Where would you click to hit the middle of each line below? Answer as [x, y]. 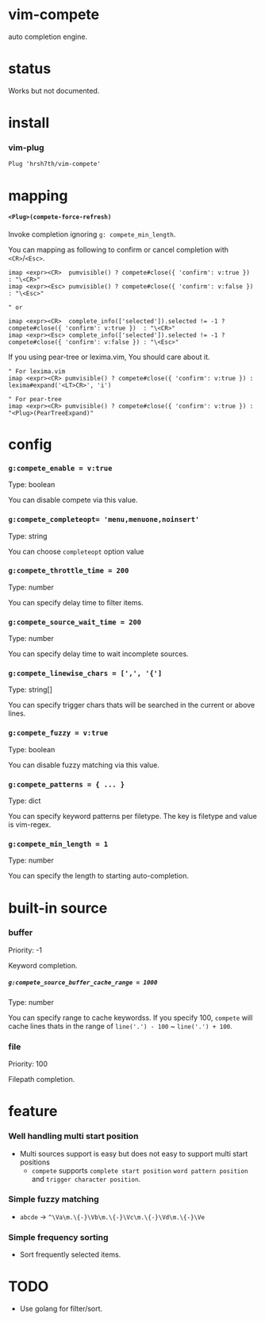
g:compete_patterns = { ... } [67, 784]
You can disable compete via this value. [73, 500]
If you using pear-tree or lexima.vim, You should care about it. [109, 357]
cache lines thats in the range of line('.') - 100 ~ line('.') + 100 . [120, 1026]
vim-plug [27, 147]
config [30, 444]
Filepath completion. [42, 1080]
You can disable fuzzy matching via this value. [84, 765]
